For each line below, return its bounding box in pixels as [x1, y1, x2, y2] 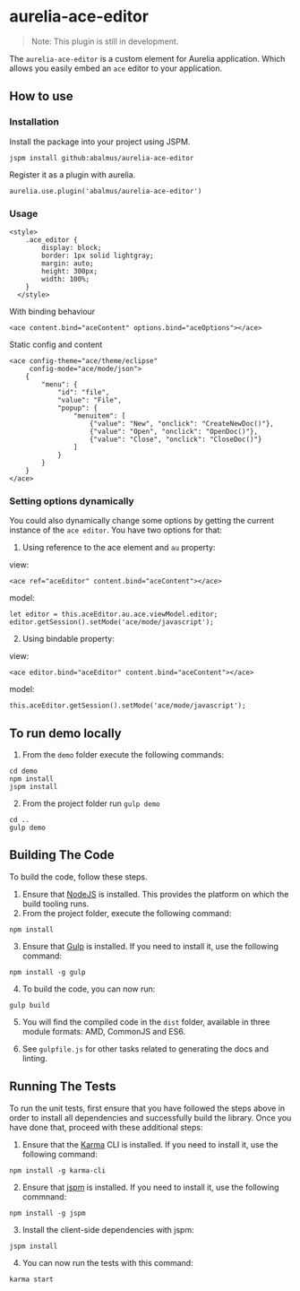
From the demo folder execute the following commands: [21, 749, 225, 760]
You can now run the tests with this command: [21, 1257, 194, 1268]
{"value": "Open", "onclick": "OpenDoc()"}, [89, 427, 258, 436]
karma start [9, 1275, 54, 1284]
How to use [9, 89, 73, 104]
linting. [21, 1053, 47, 1063]
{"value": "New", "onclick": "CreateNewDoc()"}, [89, 419, 275, 428]
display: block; [41, 243, 102, 252]
